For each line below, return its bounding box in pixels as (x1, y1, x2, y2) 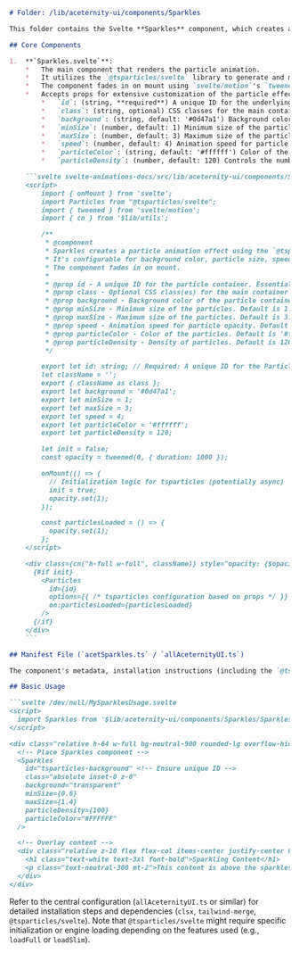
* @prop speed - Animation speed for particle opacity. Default (44, 321, 289, 330)
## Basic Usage (9, 683, 66, 692)
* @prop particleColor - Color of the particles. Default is (44, 329, 277, 338)
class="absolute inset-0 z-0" (25, 773, 138, 782)
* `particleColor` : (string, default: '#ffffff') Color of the (41, 148, 289, 157)
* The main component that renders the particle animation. (25, 65, 261, 74)
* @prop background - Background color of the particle (44, 296, 256, 305)
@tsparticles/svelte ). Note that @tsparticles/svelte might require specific (9, 915, 287, 925)
